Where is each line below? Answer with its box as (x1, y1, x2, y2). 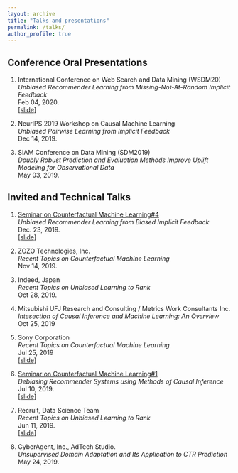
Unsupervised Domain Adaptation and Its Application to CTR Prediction (17, 450, 228, 458)
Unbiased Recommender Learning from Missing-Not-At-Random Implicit (17, 83, 231, 92)
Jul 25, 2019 (17, 348, 54, 357)
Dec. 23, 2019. (17, 225, 60, 234)
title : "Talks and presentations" (7, 17, 110, 24)
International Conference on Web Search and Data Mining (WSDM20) (17, 75, 222, 84)
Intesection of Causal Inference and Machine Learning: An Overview (17, 312, 220, 320)
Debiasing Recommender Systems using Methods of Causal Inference (17, 377, 224, 386)
